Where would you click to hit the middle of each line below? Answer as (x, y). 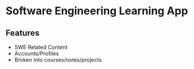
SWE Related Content (41, 47)
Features (23, 33)
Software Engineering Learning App (97, 11)
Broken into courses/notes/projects (58, 60)
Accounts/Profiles (37, 54)
